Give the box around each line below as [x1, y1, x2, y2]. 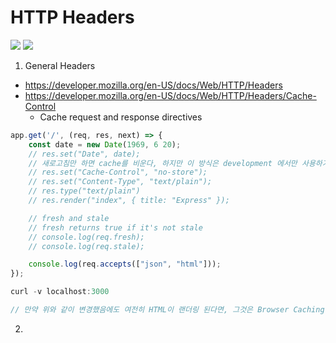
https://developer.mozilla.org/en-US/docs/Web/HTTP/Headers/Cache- [24, 89, 317, 101]
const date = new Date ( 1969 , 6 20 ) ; [28, 139, 182, 150]
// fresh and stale [28, 213, 110, 223]
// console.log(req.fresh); [28, 232, 145, 242]
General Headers [24, 59, 96, 71]
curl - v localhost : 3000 [10, 287, 110, 297]
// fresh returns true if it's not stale [28, 222, 203, 233]
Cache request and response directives [39, 111, 203, 123]
